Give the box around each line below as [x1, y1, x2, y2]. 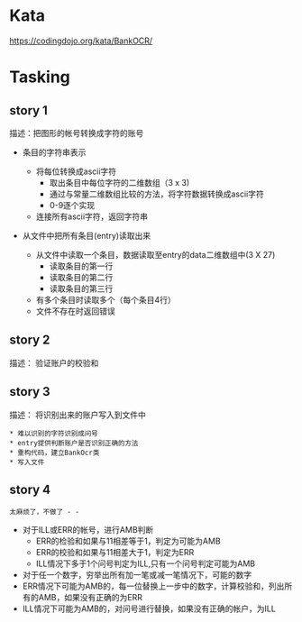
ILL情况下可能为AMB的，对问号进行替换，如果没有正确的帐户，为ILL [22, 603, 277, 614]
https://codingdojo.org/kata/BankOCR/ [9, 35, 153, 46]
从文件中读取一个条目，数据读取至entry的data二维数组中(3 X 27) [35, 249, 276, 260]
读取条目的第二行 [49, 271, 114, 282]
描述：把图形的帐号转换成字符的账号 [9, 127, 144, 138]
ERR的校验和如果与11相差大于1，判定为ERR [35, 547, 195, 558]
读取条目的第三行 [49, 283, 114, 294]
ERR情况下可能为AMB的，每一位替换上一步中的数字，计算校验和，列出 [22, 581, 285, 591]
